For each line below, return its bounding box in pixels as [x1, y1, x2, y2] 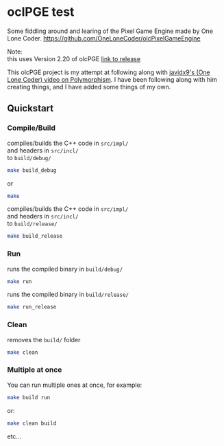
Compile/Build [7, 123, 56, 133]
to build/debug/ [7, 153, 51, 161]
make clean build [7, 420, 57, 427]
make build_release [7, 233, 63, 240]
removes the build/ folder [7, 335, 81, 344]
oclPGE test [7, 4, 75, 20]
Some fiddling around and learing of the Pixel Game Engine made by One [7, 27, 214, 35]
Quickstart [7, 102, 54, 114]
